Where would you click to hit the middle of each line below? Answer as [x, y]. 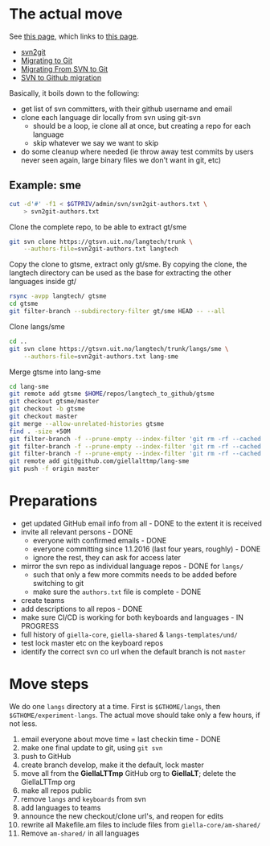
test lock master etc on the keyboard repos [92, 643]
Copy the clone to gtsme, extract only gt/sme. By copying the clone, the [128, 264]
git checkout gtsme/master [54, 402]
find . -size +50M [40, 431]
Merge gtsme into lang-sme [55, 372]
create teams [43, 600]
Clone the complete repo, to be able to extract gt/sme [98, 227]
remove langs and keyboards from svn [84, 799]
